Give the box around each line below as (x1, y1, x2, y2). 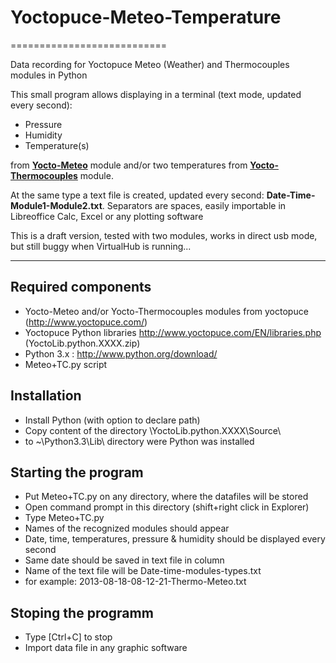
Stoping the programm (10, 604, 154, 621)
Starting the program (10, 464, 144, 481)
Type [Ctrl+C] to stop (24, 631, 113, 643)
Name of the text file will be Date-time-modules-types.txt (24, 565, 262, 577)
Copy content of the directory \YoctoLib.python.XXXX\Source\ (24, 424, 282, 436)
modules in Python (10, 69, 88, 81)
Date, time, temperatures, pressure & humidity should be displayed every (24, 533, 326, 545)
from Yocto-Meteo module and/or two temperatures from (10, 159, 248, 171)
